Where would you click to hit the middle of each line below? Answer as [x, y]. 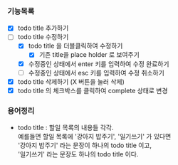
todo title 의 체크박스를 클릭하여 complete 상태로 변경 [93, 90]
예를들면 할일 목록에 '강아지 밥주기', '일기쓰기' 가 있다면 [94, 137]
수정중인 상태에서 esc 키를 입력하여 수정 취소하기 [96, 73]
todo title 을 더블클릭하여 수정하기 [75, 46]
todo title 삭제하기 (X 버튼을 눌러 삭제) [71, 81]
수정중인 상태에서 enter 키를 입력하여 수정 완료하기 [99, 64]
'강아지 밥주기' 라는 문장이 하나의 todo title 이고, [84, 145]
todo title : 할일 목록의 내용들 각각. [66, 128]
